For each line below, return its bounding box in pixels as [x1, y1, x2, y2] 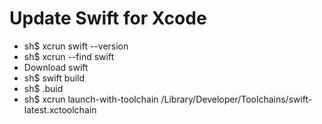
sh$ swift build [23, 72, 86, 84]
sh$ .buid [23, 82, 64, 94]
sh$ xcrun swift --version [23, 40, 129, 52]
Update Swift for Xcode [9, 7, 207, 30]
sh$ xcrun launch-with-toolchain [23, 93, 159, 105]
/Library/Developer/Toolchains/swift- [160, 93, 313, 105]
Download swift [23, 61, 89, 73]
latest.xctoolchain [23, 103, 97, 116]
